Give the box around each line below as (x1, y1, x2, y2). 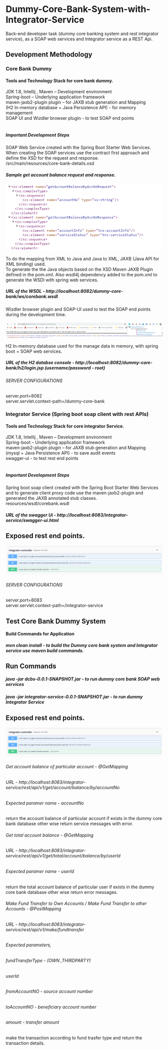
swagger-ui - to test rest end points (5, 455, 79, 461)
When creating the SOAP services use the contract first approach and (5, 150, 149, 156)
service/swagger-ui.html (5, 517, 59, 523)
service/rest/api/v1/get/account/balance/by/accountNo (5, 784, 120, 790)
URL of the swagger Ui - (5, 512, 56, 518)
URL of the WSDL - (5, 288, 45, 294)
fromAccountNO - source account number (5, 989, 93, 995)
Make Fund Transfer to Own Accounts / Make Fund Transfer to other (5, 900, 147, 906)
